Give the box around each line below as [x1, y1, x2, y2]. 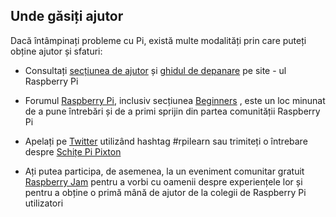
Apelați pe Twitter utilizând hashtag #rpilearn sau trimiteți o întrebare [24, 135, 308, 147]
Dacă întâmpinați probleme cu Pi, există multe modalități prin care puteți [10, 34, 307, 46]
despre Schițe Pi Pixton [24, 145, 122, 158]
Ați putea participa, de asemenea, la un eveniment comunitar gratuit [24, 165, 305, 177]
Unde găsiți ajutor [10, 8, 124, 25]
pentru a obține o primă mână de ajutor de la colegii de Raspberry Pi [24, 186, 307, 198]
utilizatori [24, 197, 64, 209]
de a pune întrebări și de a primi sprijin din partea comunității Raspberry [24, 105, 321, 117]
